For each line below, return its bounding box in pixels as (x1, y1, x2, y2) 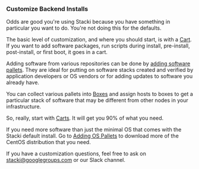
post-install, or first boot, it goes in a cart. (6, 49, 108, 56)
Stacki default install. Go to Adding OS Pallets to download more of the (6, 132, 179, 139)
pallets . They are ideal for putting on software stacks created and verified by (6, 66, 194, 74)
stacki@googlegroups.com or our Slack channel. (6, 157, 126, 164)
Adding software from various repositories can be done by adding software (6, 60, 191, 67)
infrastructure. (6, 103, 42, 110)
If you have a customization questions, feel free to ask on (6, 150, 147, 157)
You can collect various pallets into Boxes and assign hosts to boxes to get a (6, 91, 193, 98)
